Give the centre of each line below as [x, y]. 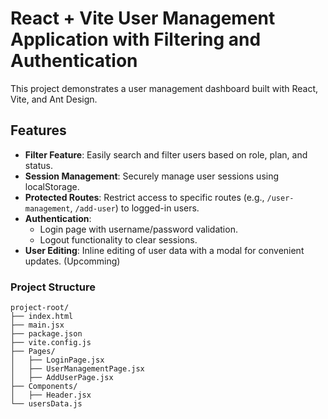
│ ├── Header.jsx [51, 395]
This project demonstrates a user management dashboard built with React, [164, 88]
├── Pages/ [33, 352]
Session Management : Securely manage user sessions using [152, 176]
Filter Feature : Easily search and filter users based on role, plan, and [166, 154]
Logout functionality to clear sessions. [118, 239]
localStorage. [52, 186]
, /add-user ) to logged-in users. [134, 208]
